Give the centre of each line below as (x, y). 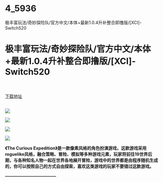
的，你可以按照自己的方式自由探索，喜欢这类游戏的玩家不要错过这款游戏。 (79, 166)
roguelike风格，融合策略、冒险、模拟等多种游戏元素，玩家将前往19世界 (76, 154)
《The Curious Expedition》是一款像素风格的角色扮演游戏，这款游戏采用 (76, 148)
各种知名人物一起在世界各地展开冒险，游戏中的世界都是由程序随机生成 (88, 160)
